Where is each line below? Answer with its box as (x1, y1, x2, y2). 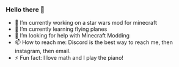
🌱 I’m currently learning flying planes (14, 25, 108, 33)
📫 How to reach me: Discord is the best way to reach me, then (14, 39, 174, 46)
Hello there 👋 (5, 5, 45, 14)
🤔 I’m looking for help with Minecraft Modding (14, 32, 130, 39)
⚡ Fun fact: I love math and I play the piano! (14, 54, 123, 62)
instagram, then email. (14, 48, 71, 55)
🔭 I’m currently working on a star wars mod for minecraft (14, 19, 157, 27)
